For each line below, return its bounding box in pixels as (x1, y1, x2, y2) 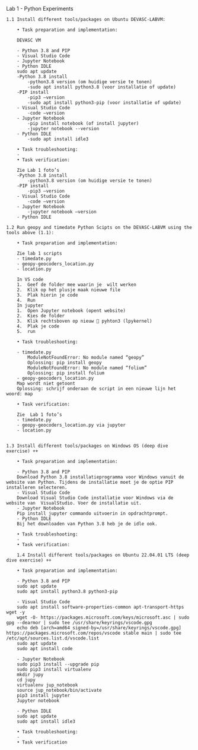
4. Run (17, 297, 36, 303)
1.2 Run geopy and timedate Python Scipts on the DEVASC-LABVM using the (6, 225, 193, 231)
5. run (17, 329, 36, 335)
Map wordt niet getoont (17, 380, 76, 386)
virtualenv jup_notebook (17, 682, 78, 688)
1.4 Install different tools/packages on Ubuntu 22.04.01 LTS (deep (17, 552, 190, 558)
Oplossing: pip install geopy (27, 360, 102, 365)
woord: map (6, 391, 33, 397)
